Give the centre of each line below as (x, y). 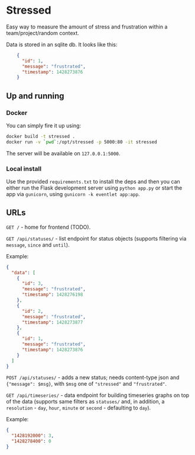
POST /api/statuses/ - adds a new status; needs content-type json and (93, 377)
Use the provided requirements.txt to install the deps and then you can (93, 182)
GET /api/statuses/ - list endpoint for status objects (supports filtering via (96, 238)
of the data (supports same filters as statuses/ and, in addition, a (85, 402)
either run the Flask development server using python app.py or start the (94, 188)
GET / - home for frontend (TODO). (48, 227)
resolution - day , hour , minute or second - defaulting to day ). (79, 408)
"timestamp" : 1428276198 (52, 295)
